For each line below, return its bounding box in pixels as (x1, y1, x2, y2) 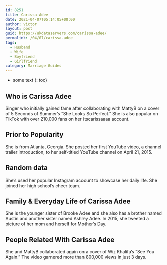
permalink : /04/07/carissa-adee (5, 36, 73, 41)
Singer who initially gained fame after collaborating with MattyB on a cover (5, 105, 160, 111)
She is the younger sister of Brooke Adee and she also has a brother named (5, 210, 162, 216)
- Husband (10, 45, 30, 50)
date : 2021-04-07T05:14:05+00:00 (5, 17, 75, 22)
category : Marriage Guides (5, 63, 62, 68)
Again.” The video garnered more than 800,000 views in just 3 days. (5, 254, 147, 260)
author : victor (5, 21, 37, 27)
